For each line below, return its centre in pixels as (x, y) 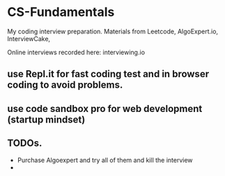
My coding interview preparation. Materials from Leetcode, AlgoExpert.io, (113, 31)
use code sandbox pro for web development (105, 109)
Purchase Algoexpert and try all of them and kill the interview (105, 160)
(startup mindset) (46, 119)
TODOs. (25, 143)
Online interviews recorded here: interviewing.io (76, 52)
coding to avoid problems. (65, 85)
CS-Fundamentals (61, 12)
